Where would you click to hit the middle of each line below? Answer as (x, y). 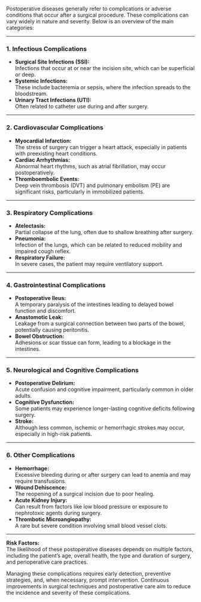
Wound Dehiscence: (41, 487)
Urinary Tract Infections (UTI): (53, 100)
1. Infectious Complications (47, 49)
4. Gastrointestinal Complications (56, 285)
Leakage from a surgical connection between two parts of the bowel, (100, 323)
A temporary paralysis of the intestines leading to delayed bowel (94, 304)
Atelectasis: (30, 226)
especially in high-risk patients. (54, 434)
